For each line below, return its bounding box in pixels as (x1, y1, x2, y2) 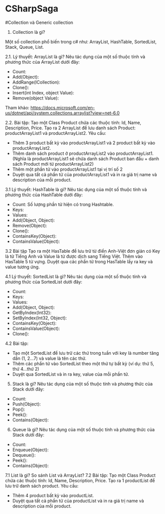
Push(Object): (12, 401, 41, 407)
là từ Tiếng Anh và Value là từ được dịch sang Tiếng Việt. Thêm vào (5, 253, 143, 259)
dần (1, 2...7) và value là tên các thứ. (12, 355, 87, 361)
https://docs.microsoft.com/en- (30, 104, 95, 110)
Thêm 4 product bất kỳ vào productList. (12, 492, 94, 498)
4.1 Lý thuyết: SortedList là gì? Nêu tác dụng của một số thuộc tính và (5, 273, 147, 279)
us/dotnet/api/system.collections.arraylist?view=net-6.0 (5, 110, 120, 116)
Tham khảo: (5, 104, 30, 110)
